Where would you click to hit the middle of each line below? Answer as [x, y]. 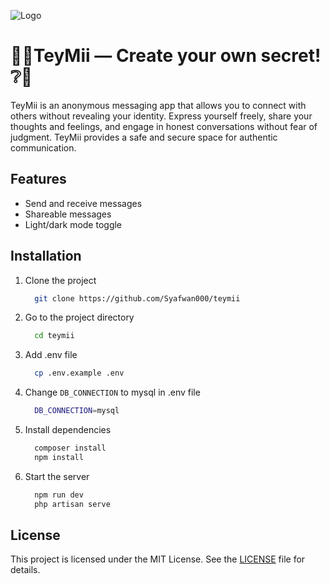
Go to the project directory [79, 317]
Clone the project [60, 280]
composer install [70, 448]
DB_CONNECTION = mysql [77, 411]
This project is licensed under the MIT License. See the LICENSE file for [158, 559]
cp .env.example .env [79, 373]
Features [38, 179]
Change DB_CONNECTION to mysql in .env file [112, 392]
